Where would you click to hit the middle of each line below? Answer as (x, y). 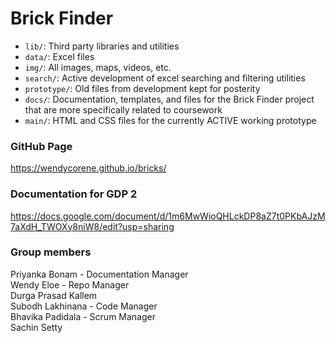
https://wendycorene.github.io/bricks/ (88, 168)
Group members (51, 252)
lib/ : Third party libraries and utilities (102, 46)
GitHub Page (41, 146)
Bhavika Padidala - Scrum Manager (83, 316)
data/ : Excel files (59, 56)
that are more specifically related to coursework (123, 109)
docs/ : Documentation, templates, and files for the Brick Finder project (169, 99)
